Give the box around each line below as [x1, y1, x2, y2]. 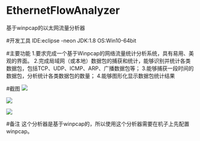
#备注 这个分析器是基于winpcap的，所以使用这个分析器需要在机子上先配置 [6, 120, 190, 127]
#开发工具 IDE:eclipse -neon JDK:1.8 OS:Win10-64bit [6, 37, 137, 44]
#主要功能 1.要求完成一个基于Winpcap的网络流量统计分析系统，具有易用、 [6, 49, 189, 57]
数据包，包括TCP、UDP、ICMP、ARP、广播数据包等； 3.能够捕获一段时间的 [6, 64, 194, 72]
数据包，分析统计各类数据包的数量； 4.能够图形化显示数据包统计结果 [6, 72, 175, 79]
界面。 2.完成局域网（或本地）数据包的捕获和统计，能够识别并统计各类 [16, 57, 191, 64]
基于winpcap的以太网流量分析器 [6, 24, 86, 31]
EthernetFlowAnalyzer [6, 4, 120, 17]
